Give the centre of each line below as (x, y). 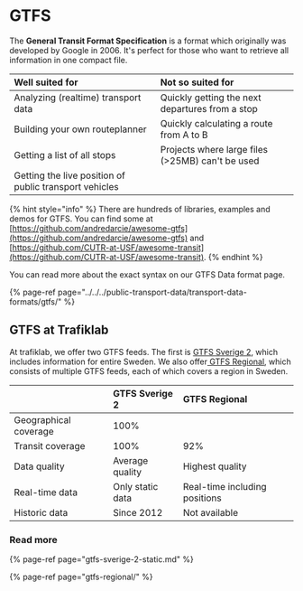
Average (130, 460)
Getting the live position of (70, 175)
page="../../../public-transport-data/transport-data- (152, 292)
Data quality (39, 466)
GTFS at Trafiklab (59, 330)
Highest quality (215, 466)
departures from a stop (209, 108)
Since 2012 (138, 512)
